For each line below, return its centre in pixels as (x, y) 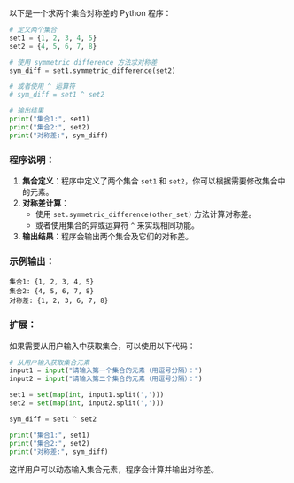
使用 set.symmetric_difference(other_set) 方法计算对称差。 (146, 214)
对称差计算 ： (45, 203)
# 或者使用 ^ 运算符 (43, 87)
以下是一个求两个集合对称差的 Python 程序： (90, 13)
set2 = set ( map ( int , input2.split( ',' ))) (87, 403)
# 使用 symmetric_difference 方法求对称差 (83, 62)
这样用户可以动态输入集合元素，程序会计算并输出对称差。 (114, 470)
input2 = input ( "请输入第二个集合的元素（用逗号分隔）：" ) (106, 379)
